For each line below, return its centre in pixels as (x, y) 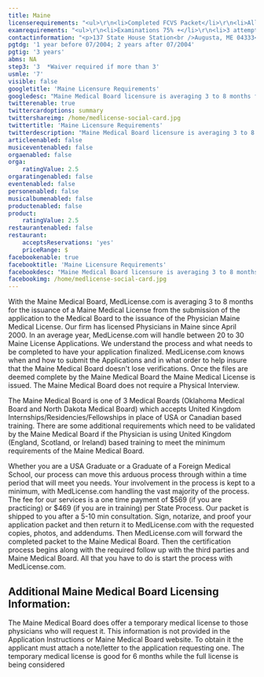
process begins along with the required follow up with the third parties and (129, 550)
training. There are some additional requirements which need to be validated (132, 426)
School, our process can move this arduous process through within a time (128, 474)
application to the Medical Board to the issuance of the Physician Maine (124, 318)
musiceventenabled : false (50, 147)
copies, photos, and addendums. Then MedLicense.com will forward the (125, 534)
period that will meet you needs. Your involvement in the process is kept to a (132, 483)
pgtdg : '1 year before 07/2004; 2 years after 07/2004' (101, 45)
